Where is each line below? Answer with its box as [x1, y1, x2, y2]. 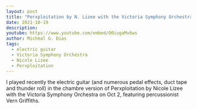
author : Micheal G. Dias [6, 36, 67, 41]
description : [6, 24, 38, 31]
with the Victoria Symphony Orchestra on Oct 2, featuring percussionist [6, 91, 179, 98]
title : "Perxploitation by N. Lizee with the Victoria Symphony [6, 14, 167, 20]
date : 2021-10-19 [6, 19, 49, 25]
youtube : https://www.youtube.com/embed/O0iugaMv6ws [6, 30, 138, 36]
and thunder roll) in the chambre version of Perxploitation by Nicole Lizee [6, 85, 183, 92]
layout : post [6, 8, 38, 15]
